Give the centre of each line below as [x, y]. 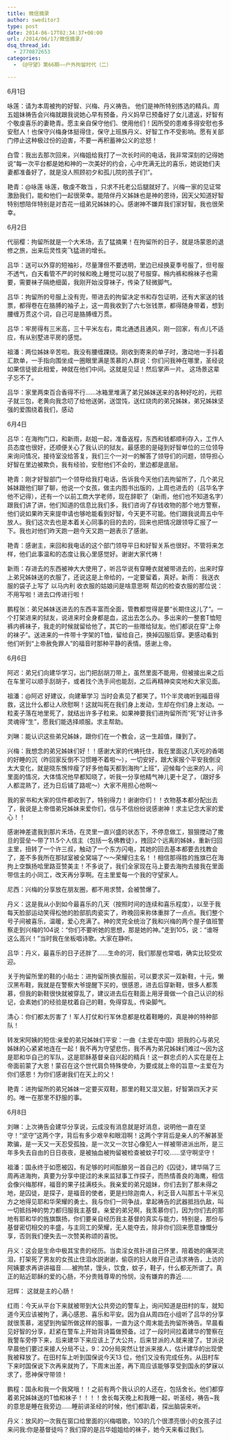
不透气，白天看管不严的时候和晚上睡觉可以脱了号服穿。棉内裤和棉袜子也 [109, 273]
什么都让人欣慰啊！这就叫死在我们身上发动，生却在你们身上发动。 [124, 704]
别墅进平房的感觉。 [58, 337]
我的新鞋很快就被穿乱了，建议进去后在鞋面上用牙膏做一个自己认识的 [121, 993]
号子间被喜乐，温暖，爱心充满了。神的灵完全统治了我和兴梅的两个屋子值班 [112, 921]
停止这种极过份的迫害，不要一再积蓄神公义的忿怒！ [85, 140]
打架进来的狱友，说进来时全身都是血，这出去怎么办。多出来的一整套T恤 [114, 617]
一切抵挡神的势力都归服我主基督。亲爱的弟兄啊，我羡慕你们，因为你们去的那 [115, 1210]
